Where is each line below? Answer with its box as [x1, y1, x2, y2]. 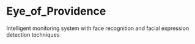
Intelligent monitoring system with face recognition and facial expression [6, 24, 189, 32]
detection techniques [6, 31, 60, 38]
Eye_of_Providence [6, 4, 106, 18]
